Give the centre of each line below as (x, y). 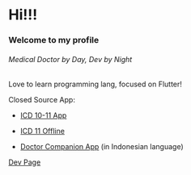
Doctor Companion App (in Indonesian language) (102, 147)
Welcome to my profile (54, 40)
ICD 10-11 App (43, 115)
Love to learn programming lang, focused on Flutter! (95, 84)
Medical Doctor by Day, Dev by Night (70, 59)
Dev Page (25, 162)
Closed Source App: (42, 100)
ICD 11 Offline (42, 131)
